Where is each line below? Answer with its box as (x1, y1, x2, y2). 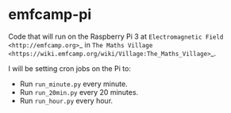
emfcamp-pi (8, 6, 92, 24)
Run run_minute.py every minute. (19, 79, 129, 89)
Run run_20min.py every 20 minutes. (19, 87, 139, 96)
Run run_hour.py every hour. (19, 96, 114, 105)
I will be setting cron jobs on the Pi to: (8, 63, 131, 73)
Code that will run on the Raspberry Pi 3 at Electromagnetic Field (8, 32, 224, 41)
